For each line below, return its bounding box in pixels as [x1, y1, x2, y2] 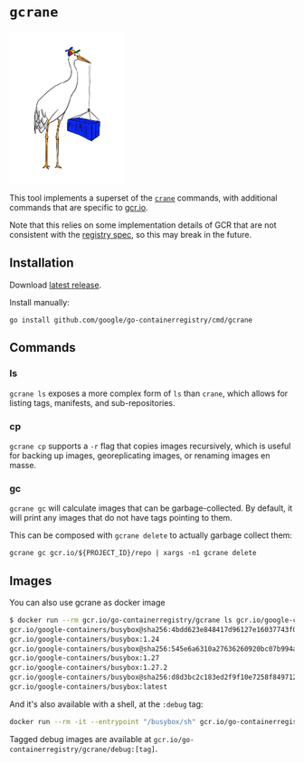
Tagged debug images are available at [9, 733, 152, 744]
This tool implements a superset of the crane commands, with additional [9, 193, 278, 203]
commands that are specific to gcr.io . [9, 203, 148, 213]
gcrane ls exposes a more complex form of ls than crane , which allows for [9, 388, 289, 399]
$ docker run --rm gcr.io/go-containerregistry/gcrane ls [9, 616, 233, 625]
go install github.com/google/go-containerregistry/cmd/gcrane [9, 316, 253, 325]
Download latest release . [9, 279, 102, 290]
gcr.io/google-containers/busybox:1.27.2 [9, 664, 168, 673]
